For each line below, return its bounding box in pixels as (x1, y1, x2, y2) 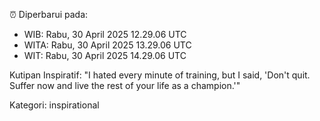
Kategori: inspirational (9, 99, 100, 111)
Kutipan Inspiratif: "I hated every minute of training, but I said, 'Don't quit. (9, 69, 311, 81)
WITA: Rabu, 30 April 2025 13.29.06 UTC (23, 39, 192, 51)
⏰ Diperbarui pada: (9, 9, 89, 20)
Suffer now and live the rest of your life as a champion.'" (9, 80, 241, 91)
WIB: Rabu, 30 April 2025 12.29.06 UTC (23, 29, 187, 40)
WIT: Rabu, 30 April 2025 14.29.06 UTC (23, 50, 187, 61)
